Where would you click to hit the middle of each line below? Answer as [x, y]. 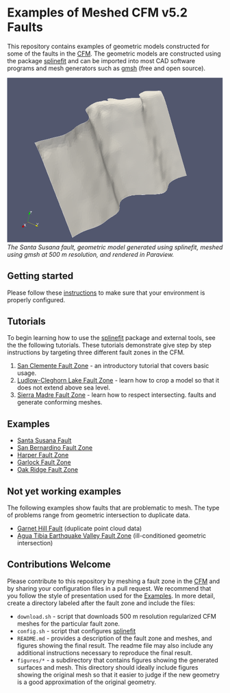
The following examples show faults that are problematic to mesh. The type [113, 508]
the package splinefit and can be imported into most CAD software [101, 60]
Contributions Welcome [59, 565]
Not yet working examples [64, 491]
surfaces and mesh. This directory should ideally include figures [107, 667]
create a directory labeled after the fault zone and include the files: [101, 603]
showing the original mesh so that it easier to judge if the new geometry [118, 674]
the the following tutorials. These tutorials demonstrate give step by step [109, 345]
